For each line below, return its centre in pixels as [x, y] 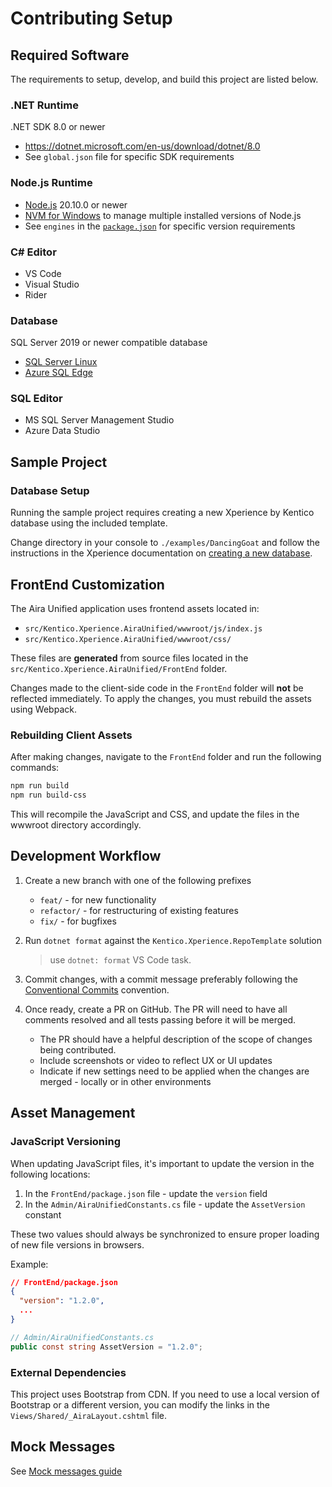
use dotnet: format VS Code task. [120, 959]
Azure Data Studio [62, 431]
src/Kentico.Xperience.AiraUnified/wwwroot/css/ [128, 639]
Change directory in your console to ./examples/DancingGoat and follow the [165, 543]
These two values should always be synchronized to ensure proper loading [165, 1234]
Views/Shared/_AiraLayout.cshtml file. [89, 1415]
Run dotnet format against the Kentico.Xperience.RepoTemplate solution [173, 940]
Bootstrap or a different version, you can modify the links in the [140, 1404]
